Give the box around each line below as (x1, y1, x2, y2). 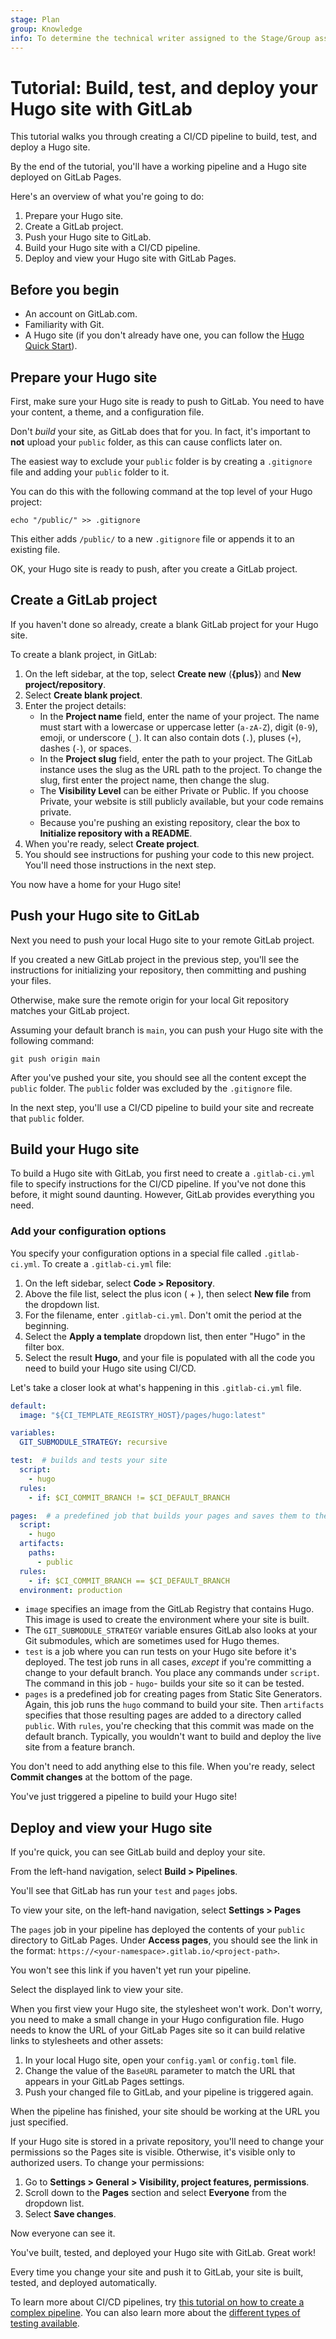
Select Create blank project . (24, 689, 143, 701)
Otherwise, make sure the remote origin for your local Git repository (10, 994, 290, 1006)
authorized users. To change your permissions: (10, 2157, 205, 2169)
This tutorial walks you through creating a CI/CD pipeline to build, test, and (10, 131, 318, 143)
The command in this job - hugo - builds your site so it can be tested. (24, 1677, 305, 1690)
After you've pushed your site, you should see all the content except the (10, 1071, 307, 1083)
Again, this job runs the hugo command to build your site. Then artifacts (24, 1699, 325, 1711)
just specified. (10, 2116, 69, 2128)
